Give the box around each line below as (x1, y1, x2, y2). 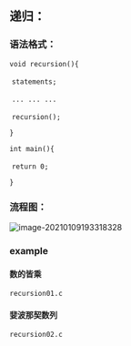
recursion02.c (9, 331, 64, 340)
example (9, 244, 48, 257)
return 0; (11, 162, 49, 171)
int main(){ (9, 144, 55, 153)
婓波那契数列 (9, 309, 57, 321)
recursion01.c (9, 290, 64, 299)
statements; (11, 76, 57, 86)
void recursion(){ (9, 59, 79, 68)
